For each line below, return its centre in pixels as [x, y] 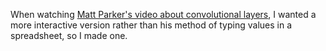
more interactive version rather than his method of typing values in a [151, 25]
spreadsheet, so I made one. [69, 35]
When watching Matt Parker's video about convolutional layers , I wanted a [163, 14]
